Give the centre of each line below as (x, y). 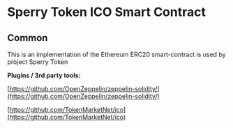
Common (28, 38)
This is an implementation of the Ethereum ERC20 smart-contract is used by (116, 54)
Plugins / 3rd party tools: (44, 75)
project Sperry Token (38, 62)
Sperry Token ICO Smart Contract (106, 12)
